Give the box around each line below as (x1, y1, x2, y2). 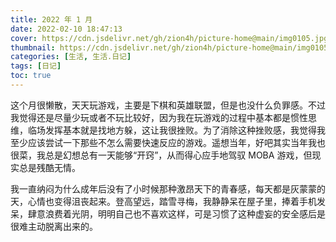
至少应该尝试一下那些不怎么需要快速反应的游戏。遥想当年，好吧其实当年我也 (10, 136, 326, 148)
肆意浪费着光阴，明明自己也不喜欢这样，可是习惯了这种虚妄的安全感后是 (27, 207, 326, 220)
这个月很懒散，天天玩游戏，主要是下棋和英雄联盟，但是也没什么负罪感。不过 (10, 99, 326, 111)
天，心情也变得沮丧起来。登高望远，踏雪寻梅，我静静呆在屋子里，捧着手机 (10, 195, 317, 207)
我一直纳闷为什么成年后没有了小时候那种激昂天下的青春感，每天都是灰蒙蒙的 (10, 182, 326, 195)
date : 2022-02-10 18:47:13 (10, 24, 123, 34)
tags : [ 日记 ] (10, 61, 62, 71)
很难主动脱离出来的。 (10, 220, 98, 232)
